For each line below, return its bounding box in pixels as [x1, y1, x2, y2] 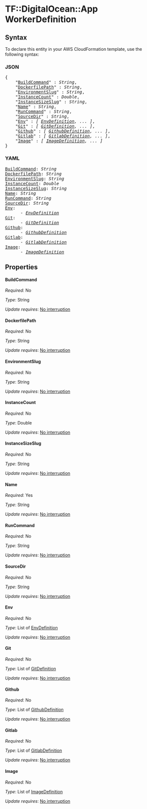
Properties [5, 263, 38, 271]
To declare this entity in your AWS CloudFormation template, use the [5, 46, 142, 52]
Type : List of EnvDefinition [5, 624, 58, 631]
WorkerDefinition [5, 14, 77, 25]
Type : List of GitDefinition [5, 666, 56, 672]
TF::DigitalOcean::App [5, 3, 98, 15]
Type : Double [5, 420, 32, 426]
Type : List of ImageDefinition [5, 788, 63, 794]
